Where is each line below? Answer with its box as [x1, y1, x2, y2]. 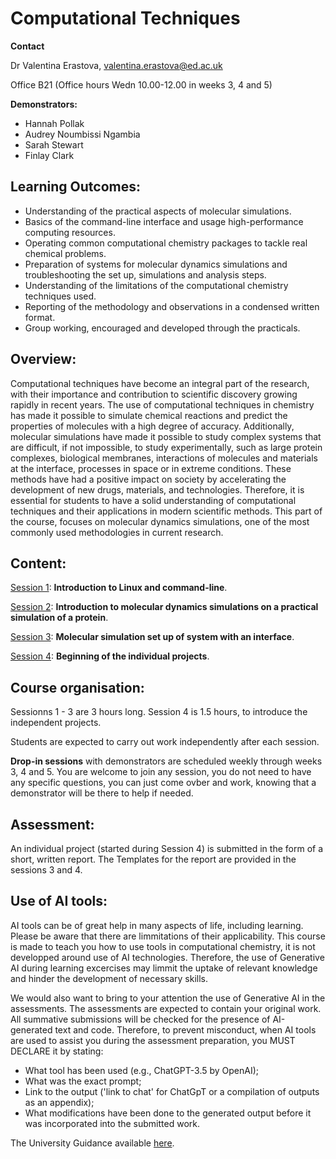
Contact [10, 40, 45, 52]
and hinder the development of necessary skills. [10, 972, 208, 984]
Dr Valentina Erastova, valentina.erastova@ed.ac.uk [10, 59, 223, 71]
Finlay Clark [24, 149, 75, 161]
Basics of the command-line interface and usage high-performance [24, 215, 304, 227]
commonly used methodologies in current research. [10, 526, 224, 538]
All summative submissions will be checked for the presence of [10, 1013, 271, 1025]
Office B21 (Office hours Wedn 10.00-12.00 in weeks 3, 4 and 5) [10, 78, 273, 91]
